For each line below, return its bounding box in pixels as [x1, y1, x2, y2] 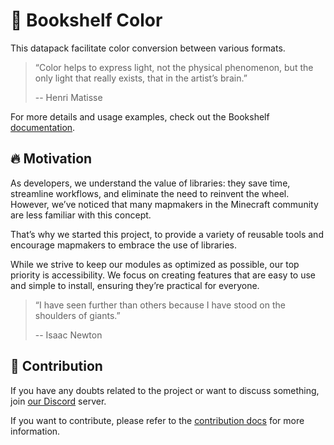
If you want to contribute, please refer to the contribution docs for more [10, 414, 305, 426]
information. [10, 425, 61, 437]
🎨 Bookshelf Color [10, 9, 163, 32]
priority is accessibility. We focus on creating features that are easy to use [10, 269, 316, 281]
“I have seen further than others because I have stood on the [34, 299, 286, 311]
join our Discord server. [10, 395, 107, 407]
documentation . [10, 121, 76, 133]
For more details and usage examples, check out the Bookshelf [10, 110, 270, 123]
